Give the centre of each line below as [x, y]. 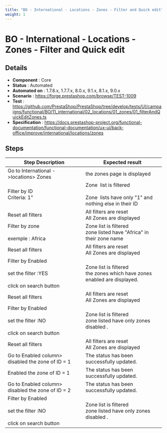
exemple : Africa [27, 238]
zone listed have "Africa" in [117, 232]
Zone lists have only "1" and [119, 198]
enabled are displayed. [112, 280]
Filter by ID [20, 191]
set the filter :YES [28, 273]
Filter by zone [24, 226]
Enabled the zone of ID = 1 [39, 373]
